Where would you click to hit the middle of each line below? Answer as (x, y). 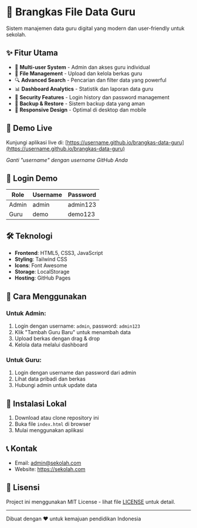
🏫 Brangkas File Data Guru (71, 12)
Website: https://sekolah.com (50, 469)
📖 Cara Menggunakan (46, 296)
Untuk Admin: (26, 313)
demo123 (81, 214)
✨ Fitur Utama (32, 53)
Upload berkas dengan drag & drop (57, 338)
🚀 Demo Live (29, 128)
